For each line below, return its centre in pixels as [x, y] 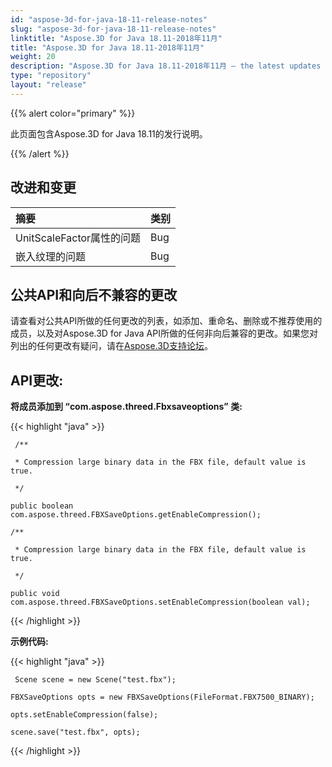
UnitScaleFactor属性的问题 [78, 238]
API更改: [37, 380]
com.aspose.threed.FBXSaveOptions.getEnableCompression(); [136, 515]
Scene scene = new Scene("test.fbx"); [95, 680]
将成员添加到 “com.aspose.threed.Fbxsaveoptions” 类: [126, 407]
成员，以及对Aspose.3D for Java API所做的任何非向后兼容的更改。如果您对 [164, 333]
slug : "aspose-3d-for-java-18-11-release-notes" [113, 29]
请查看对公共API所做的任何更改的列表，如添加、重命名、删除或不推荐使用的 [166, 321]
